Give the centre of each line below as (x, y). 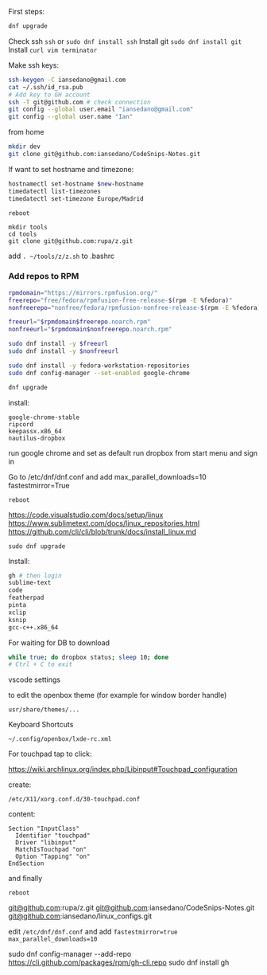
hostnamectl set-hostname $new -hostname (76, 184)
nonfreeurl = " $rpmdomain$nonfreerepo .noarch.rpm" (90, 330)
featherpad (26, 598)
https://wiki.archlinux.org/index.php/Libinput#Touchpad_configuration (123, 769)
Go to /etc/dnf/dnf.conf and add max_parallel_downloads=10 (107, 476)
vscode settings (35, 679)
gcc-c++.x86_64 (33, 627)
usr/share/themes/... (44, 710)
